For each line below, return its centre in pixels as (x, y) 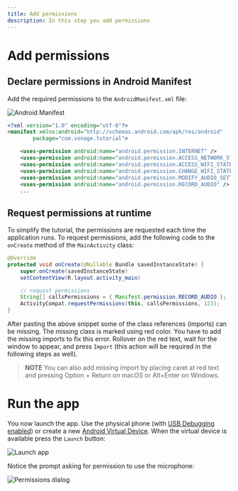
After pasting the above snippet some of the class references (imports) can (117, 324)
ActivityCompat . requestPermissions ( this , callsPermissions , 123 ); (120, 304)
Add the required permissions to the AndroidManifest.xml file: (97, 98)
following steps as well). (42, 354)
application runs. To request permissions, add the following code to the (111, 237)
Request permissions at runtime (80, 213)
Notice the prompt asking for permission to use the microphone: (101, 466)
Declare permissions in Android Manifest (100, 82)
